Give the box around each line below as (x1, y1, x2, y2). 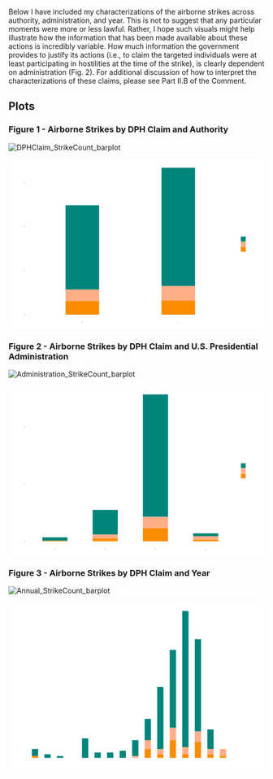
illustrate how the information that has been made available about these (8, 33, 248, 42)
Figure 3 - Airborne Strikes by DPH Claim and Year (8, 567, 210, 578)
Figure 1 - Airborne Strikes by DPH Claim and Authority (8, 124, 229, 135)
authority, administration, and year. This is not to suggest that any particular (8, 15, 262, 25)
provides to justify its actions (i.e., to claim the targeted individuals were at (8, 50, 258, 59)
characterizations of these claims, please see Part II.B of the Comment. (8, 76, 246, 85)
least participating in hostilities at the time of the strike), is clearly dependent (8, 59, 265, 68)
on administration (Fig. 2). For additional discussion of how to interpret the (8, 67, 258, 76)
